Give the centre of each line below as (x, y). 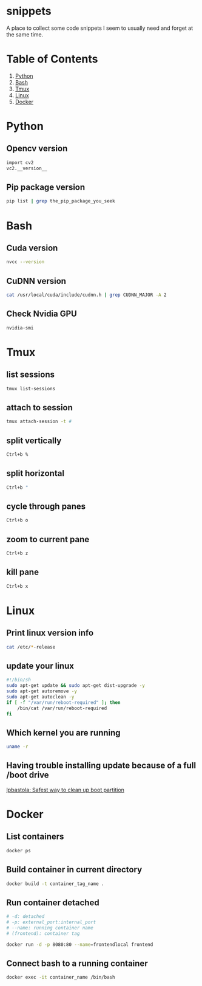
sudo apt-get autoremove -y (42, 691)
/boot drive (28, 775)
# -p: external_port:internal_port (51, 922)
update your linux (40, 666)
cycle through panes (46, 506)
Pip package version (46, 188)
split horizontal (35, 473)
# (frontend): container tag (43, 933)
